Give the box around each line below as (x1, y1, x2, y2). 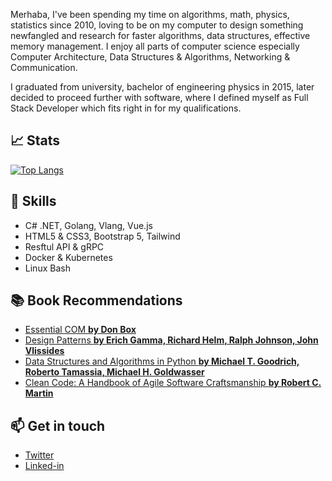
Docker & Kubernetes (24, 251, 113, 263)
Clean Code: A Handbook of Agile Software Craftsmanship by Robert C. (24, 377, 322, 389)
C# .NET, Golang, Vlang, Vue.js (24, 219, 153, 231)
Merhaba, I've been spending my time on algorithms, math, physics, (10, 9, 290, 20)
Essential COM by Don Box (24, 324, 137, 336)
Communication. (10, 62, 78, 73)
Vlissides (24, 345, 65, 357)
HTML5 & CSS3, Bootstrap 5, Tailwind (24, 230, 181, 242)
